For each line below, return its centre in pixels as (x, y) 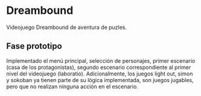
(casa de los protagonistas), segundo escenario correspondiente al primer (99, 67)
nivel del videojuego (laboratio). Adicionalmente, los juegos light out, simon (100, 74)
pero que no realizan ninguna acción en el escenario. (72, 86)
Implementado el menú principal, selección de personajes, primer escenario (101, 60)
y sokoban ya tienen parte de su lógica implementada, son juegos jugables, (100, 80)
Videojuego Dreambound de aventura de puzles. (67, 27)
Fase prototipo (34, 46)
